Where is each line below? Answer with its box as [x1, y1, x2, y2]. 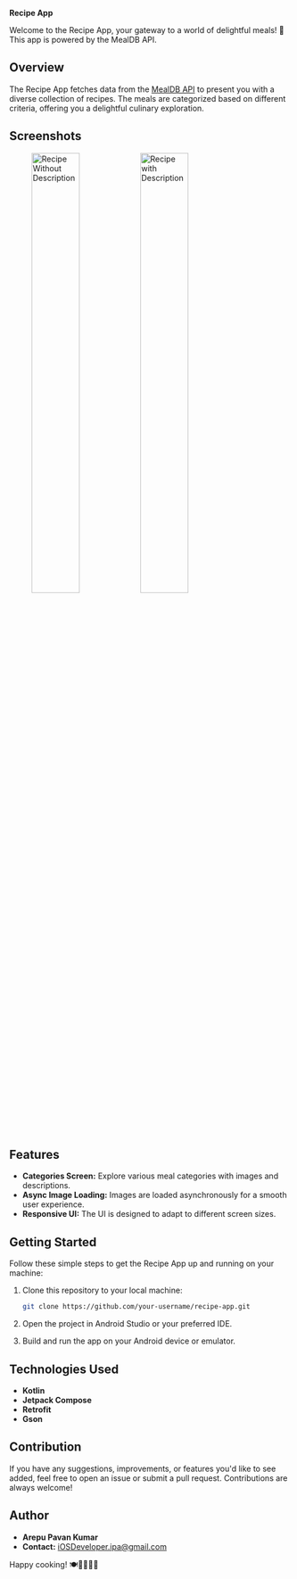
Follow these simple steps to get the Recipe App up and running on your [9, 1258, 275, 1269]
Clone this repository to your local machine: [21, 1285, 183, 1296]
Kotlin [21, 1385, 45, 1395]
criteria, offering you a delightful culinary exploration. [9, 103, 205, 113]
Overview [9, 60, 65, 75]
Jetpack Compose [21, 1394, 92, 1405]
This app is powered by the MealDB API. [9, 35, 158, 45]
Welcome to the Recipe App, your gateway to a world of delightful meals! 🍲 [9, 25, 285, 35]
